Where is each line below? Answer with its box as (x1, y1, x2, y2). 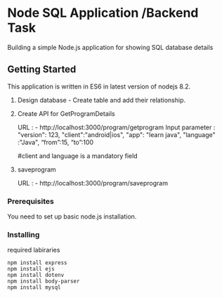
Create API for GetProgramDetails (17, 109, 115, 117)
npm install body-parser (7, 278, 80, 285)
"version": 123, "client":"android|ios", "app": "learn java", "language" (17, 130, 216, 138)
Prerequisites (7, 196, 54, 206)
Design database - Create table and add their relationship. (17, 96, 186, 104)
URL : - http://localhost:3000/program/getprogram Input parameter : (17, 123, 216, 131)
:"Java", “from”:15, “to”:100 (17, 138, 93, 146)
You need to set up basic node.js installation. (7, 212, 137, 221)
